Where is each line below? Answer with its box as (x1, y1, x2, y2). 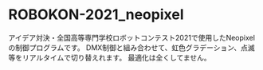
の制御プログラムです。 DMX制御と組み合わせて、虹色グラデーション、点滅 (8, 42, 255, 52)
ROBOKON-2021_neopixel (8, 6, 184, 24)
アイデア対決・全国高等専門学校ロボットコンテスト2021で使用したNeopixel (8, 33, 255, 42)
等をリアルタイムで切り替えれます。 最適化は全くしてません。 (8, 52, 211, 62)
